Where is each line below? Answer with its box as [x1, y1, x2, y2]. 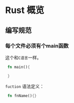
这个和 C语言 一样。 [5, 54, 41, 60]
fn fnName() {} [7, 93, 37, 98]
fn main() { [7, 64, 30, 69]
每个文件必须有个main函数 [5, 42, 69, 49]
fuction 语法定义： [5, 83, 44, 89]
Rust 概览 [5, 4, 44, 16]
